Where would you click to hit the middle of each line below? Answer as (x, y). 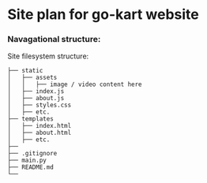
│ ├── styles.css (40, 105)
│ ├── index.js (36, 91)
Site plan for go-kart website (103, 15)
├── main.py (27, 161)
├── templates (31, 119)
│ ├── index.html (40, 126)
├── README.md (31, 167)
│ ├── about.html (40, 133)
